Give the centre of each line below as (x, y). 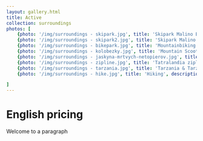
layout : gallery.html (34, 12)
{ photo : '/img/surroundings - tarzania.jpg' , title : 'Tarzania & (101, 68)
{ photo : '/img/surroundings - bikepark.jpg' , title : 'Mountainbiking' (108, 46)
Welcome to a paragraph (37, 131)
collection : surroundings (39, 23)
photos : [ (19, 29)
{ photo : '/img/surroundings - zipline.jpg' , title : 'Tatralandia (101, 62)
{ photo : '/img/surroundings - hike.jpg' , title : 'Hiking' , (93, 74)
